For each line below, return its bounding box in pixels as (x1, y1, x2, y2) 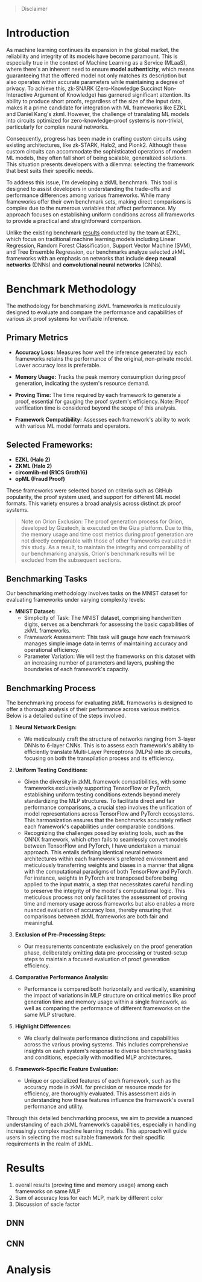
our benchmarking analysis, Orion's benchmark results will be (21, 550, 175, 557)
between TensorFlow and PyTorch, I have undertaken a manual (24, 842, 181, 849)
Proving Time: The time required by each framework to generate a (14, 391, 181, 398)
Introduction (6, 27, 70, 40)
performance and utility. (24, 1103, 84, 1110)
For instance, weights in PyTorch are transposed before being (24, 874, 178, 881)
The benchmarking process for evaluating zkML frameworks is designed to (6, 699, 193, 706)
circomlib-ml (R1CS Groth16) (14, 468, 88, 476)
